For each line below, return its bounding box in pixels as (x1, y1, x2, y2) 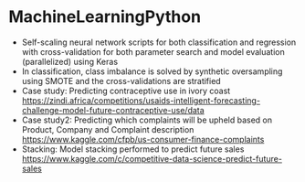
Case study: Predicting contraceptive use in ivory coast (21, 85, 231, 96)
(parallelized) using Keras (21, 56, 119, 67)
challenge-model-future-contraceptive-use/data (21, 104, 205, 115)
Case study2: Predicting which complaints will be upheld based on (21, 114, 273, 125)
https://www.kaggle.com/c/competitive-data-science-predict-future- (21, 153, 282, 164)
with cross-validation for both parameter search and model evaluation (21, 46, 285, 57)
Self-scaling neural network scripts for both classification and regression (21, 37, 297, 48)
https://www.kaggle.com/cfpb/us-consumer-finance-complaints (21, 134, 265, 145)
